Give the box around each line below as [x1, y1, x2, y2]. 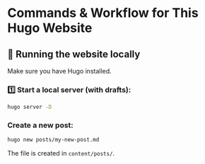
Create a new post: [7, 120, 74, 130]
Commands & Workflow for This [7, 5, 199, 21]
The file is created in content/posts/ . [7, 149, 115, 158]
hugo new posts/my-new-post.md [7, 136, 100, 143]
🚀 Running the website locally [7, 48, 141, 60]
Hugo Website [7, 20, 93, 36]
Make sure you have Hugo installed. [7, 67, 112, 75]
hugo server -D [7, 104, 52, 111]
